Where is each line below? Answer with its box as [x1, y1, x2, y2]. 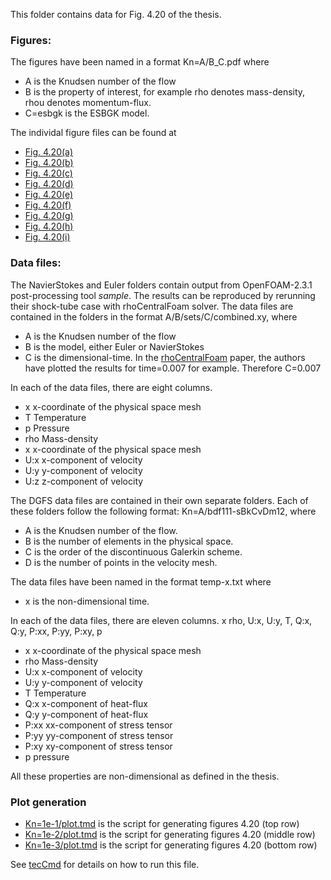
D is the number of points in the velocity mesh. [24, 556, 218, 568]
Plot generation [10, 795, 87, 809]
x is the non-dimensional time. [24, 595, 150, 607]
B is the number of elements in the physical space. [24, 535, 234, 547]
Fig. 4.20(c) [24, 167, 73, 179]
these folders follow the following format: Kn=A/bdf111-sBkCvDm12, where [10, 505, 317, 517]
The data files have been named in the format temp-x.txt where [10, 575, 272, 588]
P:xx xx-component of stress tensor [24, 719, 173, 731]
